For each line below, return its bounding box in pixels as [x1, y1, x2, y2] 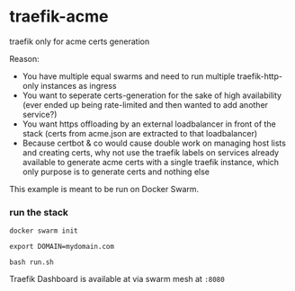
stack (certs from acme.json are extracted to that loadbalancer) [22, 128, 258, 138]
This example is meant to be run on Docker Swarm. [9, 183, 200, 194]
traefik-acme [9, 6, 109, 27]
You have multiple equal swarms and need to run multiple [22, 70, 236, 82]
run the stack [9, 206, 69, 218]
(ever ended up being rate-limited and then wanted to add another [22, 99, 268, 110]
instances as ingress [40, 80, 117, 91]
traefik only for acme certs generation [9, 36, 150, 47]
